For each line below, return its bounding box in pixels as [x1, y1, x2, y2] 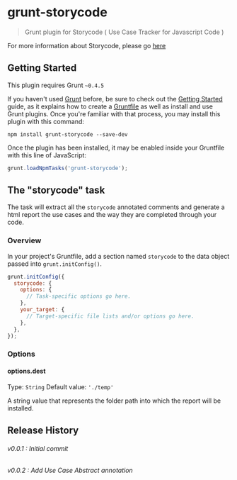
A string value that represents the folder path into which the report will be [7, 396, 221, 405]
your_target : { [20, 306, 65, 313]
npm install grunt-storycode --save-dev [7, 130, 129, 138]
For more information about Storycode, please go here [7, 41, 166, 50]
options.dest [7, 367, 46, 375]
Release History [7, 425, 79, 436]
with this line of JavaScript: [7, 150, 87, 160]
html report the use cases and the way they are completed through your [7, 211, 217, 219]
